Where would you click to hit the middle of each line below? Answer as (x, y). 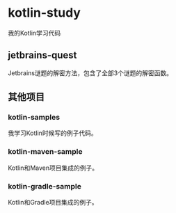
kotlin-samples (34, 118)
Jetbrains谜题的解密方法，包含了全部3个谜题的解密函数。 (90, 73)
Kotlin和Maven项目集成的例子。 (53, 168)
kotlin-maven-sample (45, 152)
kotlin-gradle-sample (45, 186)
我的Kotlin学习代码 (34, 33)
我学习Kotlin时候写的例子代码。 (53, 133)
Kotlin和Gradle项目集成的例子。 (53, 203)
